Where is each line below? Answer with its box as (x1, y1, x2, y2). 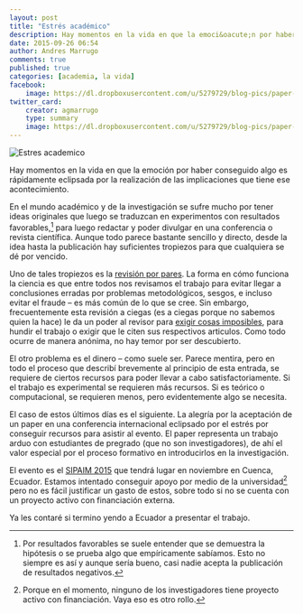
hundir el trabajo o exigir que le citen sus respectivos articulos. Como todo (9, 326, 286, 337)
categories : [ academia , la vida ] (9, 72, 135, 81)
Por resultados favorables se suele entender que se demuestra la (22, 538, 265, 549)
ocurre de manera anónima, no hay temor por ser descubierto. (9, 335, 242, 346)
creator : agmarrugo (25, 106, 99, 115)
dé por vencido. (9, 250, 69, 262)
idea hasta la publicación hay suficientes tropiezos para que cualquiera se (9, 241, 285, 252)
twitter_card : (9, 97, 63, 107)
